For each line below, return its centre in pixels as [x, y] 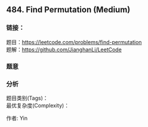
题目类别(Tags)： [27, 98]
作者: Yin [17, 118]
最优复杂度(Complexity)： [38, 105]
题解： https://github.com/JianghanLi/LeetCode [64, 49]
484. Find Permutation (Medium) [68, 10]
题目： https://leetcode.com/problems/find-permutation [74, 42]
